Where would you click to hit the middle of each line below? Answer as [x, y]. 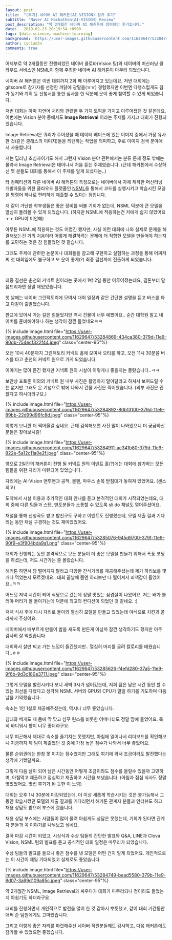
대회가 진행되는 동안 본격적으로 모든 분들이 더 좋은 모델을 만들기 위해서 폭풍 [80, 553]
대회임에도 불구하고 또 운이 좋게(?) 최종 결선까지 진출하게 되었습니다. [84, 259]
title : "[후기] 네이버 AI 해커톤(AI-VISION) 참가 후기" [61, 15]
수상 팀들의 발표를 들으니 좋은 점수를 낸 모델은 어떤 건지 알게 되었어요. [75, 853]
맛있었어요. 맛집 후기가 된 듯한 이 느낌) [44, 784]
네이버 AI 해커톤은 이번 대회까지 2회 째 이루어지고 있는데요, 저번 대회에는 [78, 80]
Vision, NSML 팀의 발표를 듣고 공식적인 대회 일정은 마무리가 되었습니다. [77, 842]
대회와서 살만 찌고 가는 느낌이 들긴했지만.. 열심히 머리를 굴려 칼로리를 [74, 646]
